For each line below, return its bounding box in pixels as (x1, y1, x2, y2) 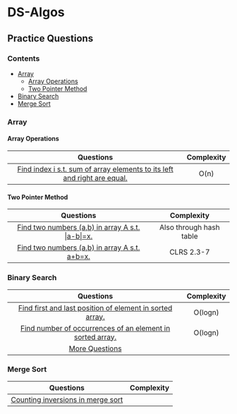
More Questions (68, 343, 122, 353)
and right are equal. (63, 173, 128, 183)
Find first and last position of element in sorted (18, 303, 173, 312)
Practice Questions (7, 32, 94, 44)
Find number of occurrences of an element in (20, 323, 171, 333)
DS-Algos (7, 4, 65, 20)
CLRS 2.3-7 (169, 248, 210, 257)
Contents (7, 54, 40, 63)
